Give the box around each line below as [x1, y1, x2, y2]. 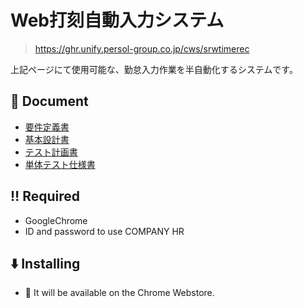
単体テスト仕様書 [24, 158, 96, 170]
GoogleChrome [24, 214, 88, 226]
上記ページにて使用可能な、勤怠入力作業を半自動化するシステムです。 [10, 63, 298, 75]
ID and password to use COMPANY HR [24, 225, 185, 237]
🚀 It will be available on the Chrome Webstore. [24, 287, 215, 299]
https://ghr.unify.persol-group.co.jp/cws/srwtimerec [34, 42, 250, 55]
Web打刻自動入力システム [10, 9, 225, 32]
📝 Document [10, 93, 89, 110]
